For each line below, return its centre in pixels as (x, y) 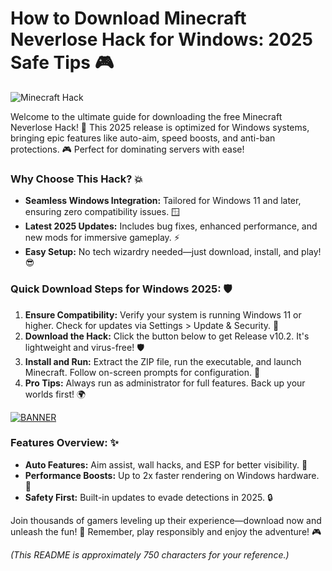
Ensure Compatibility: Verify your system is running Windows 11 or (163, 314)
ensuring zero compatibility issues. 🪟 (102, 212)
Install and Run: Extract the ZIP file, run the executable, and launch (163, 361)
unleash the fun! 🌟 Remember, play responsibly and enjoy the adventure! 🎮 (166, 531)
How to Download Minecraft (128, 18)
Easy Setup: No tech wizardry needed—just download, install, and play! (173, 252)
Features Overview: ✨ (65, 443)
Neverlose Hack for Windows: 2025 (161, 39)
